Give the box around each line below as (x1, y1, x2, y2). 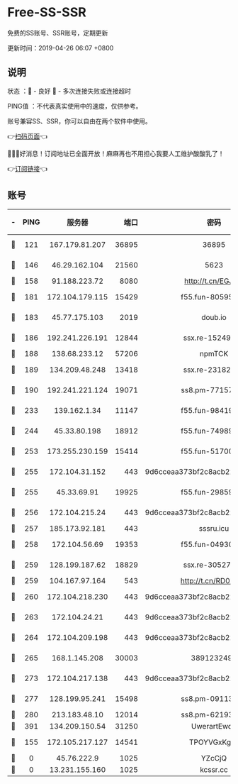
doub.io (201, 312, 227, 322)
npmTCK (199, 348, 229, 358)
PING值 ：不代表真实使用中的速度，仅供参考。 (7, 101, 142, 110)
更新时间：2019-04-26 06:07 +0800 (7, 43, 114, 52)
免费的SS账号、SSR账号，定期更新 (7, 28, 108, 37)
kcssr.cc (199, 764, 228, 774)
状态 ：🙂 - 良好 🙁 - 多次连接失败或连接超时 (7, 87, 131, 95)
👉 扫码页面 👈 (7, 132, 48, 140)
